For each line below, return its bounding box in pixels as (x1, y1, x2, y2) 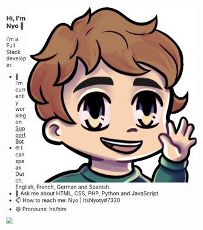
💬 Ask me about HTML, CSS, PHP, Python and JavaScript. (15, 190, 160, 197)
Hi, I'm (6, 14, 26, 23)
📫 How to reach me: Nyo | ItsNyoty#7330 (15, 197, 121, 204)
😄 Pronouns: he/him (15, 206, 67, 213)
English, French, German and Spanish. (15, 183, 111, 190)
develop (6, 55, 27, 62)
